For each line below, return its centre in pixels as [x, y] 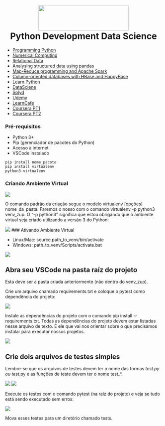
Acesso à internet [30, 148]
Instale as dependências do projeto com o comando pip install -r [71, 316]
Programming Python [34, 50]
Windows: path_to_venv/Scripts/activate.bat [57, 245]
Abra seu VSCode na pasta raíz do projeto [71, 270]
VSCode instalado [31, 153]
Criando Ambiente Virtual [37, 183]
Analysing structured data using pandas [53, 66]
